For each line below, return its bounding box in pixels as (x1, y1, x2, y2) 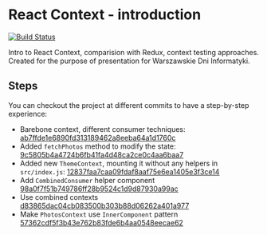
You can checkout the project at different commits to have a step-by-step (8, 100, 249, 110)
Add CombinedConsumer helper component (19, 175, 155, 185)
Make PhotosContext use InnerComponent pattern (19, 209, 179, 219)
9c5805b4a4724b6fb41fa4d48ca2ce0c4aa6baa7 (19, 149, 184, 159)
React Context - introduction (8, 6, 202, 24)
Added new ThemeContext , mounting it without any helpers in (19, 158, 218, 168)
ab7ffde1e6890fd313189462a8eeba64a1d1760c (19, 133, 176, 142)
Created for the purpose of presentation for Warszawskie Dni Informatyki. (8, 56, 250, 66)
